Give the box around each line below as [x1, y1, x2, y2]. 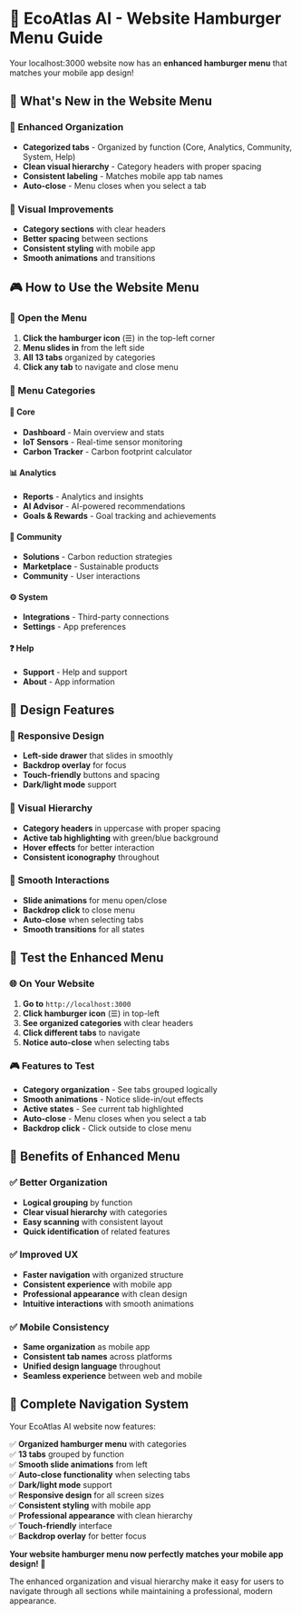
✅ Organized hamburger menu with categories [9, 1438, 188, 1449]
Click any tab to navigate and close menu [22, 361, 179, 372]
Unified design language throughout [22, 1361, 161, 1371]
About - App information [22, 676, 115, 687]
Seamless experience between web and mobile [22, 1371, 202, 1381]
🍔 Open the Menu [9, 312, 88, 324]
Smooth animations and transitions [22, 252, 156, 263]
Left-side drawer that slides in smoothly [22, 750, 174, 762]
